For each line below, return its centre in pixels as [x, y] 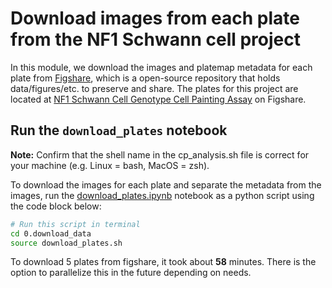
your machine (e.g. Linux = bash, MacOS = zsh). [110, 165]
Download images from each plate [155, 18]
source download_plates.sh [66, 243]
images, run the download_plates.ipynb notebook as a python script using [162, 195]
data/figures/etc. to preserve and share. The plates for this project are [154, 88]
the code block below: [56, 206]
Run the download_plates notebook [119, 130]
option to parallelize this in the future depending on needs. [131, 273]
